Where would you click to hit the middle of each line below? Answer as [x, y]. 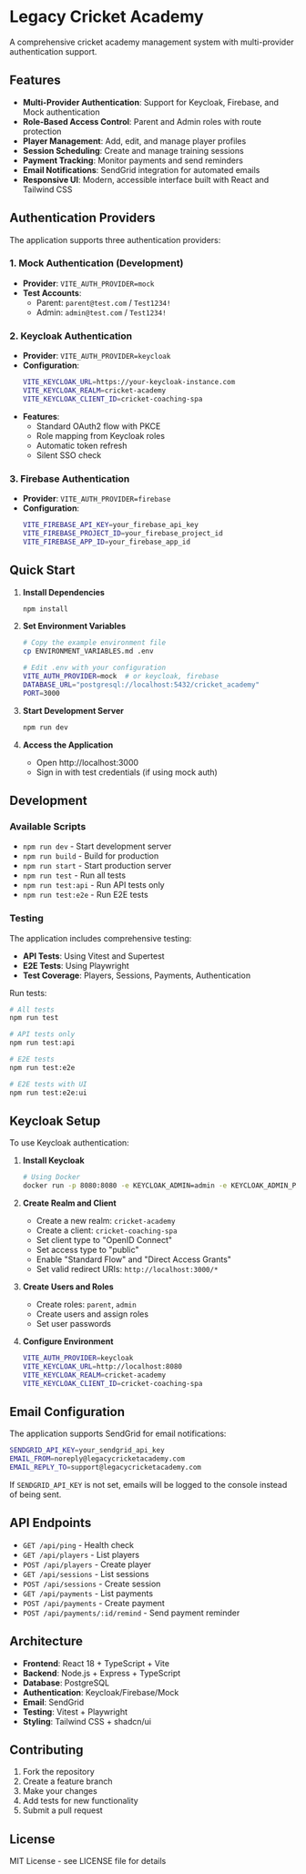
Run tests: [28, 993]
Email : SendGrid [53, 1702]
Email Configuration [67, 1412]
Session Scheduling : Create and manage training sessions [133, 150]
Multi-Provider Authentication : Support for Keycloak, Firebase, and [151, 102]
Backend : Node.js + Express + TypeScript [102, 1673]
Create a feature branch [67, 1781]
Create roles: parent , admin [86, 1305]
